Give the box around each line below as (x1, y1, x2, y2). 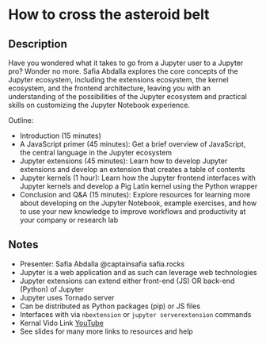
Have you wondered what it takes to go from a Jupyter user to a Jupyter (8, 58, 244, 67)
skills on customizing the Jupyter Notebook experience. (8, 101, 190, 109)
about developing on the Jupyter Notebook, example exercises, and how (19, 198, 257, 208)
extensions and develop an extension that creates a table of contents (19, 165, 245, 174)
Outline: (8, 116, 34, 124)
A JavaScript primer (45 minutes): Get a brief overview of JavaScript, (19, 140, 246, 148)
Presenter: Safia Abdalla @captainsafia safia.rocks (19, 259, 185, 269)
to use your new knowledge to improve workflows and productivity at (19, 207, 246, 216)
